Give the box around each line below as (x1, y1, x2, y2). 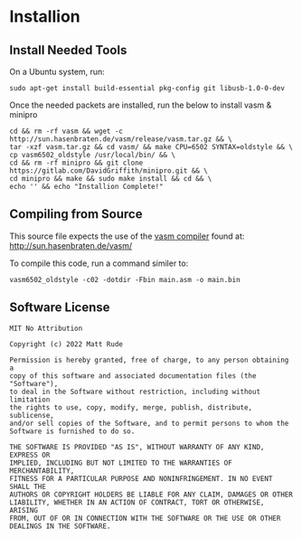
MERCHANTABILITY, (9, 466, 75, 476)
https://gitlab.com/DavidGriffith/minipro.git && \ (9, 166, 208, 175)
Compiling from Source (9, 206, 143, 222)
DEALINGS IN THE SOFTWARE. (9, 522, 111, 531)
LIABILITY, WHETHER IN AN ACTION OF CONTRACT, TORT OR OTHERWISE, (9, 497, 265, 507)
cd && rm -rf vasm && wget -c (9, 127, 124, 136)
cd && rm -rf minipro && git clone (9, 158, 144, 167)
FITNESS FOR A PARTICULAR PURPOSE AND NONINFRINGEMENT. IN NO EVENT (9, 474, 273, 483)
